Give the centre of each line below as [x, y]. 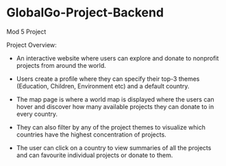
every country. [37, 114]
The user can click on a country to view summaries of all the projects [114, 147]
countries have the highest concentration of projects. [91, 134]
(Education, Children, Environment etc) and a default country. [103, 86]
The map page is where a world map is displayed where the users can [115, 99]
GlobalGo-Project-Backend [85, 13]
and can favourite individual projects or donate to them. [95, 155]
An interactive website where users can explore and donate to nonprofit [117, 58]
